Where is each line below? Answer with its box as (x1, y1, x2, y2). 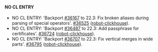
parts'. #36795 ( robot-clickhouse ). (11, 41, 82, 47)
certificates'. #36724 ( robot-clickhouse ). (11, 31, 95, 37)
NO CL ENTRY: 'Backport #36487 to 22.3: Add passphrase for (11, 25, 140, 32)
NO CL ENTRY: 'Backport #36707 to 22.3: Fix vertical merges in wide (11, 36, 154, 42)
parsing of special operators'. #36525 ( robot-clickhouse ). (11, 20, 130, 26)
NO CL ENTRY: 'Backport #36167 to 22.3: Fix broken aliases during (11, 15, 149, 21)
